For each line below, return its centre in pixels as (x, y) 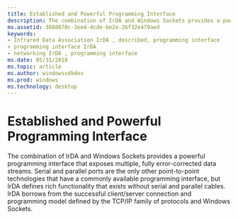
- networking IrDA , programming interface (73, 54)
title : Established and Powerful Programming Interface (91, 14)
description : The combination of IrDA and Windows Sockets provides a (114, 21)
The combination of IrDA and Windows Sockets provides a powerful (106, 156)
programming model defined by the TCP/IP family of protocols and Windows (119, 201)
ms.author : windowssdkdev (45, 73)
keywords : (22, 34)
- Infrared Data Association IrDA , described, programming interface (114, 40)
